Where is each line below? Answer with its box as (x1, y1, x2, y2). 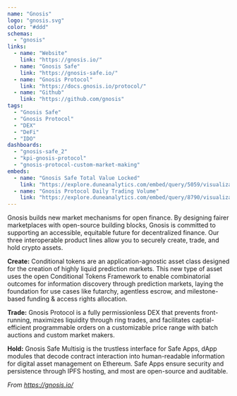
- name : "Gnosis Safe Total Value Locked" (13, 174, 140, 181)
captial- (191, 316, 214, 325)
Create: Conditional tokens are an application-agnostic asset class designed (7, 257, 230, 265)
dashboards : (7, 142, 42, 149)
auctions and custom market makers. (7, 331, 115, 340)
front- (201, 308, 219, 317)
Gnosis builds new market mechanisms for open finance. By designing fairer (7, 213, 229, 222)
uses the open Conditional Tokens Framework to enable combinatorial (7, 272, 211, 281)
